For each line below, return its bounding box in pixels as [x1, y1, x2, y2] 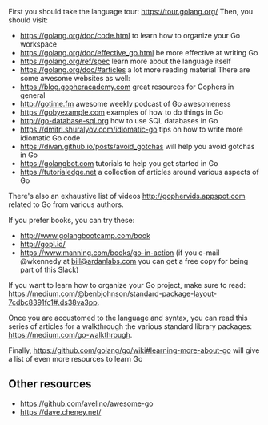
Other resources [8, 377, 92, 391]
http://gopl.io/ [19, 240, 66, 249]
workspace [19, 39, 58, 49]
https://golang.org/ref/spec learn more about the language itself [19, 56, 232, 66]
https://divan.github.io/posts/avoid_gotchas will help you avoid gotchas [19, 142, 255, 151]
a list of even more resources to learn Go [8, 354, 143, 363]
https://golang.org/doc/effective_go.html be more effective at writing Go [19, 48, 258, 57]
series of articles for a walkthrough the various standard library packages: [8, 322, 253, 331]
